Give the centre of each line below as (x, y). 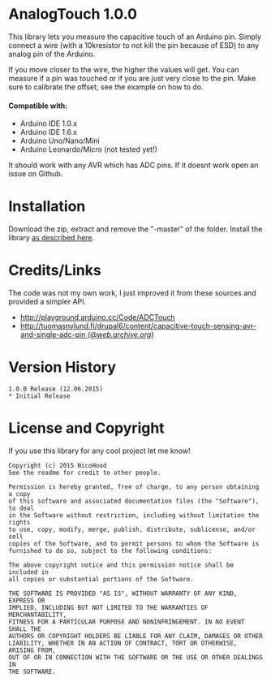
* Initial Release (39, 396)
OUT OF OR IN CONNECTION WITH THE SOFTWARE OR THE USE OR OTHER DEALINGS (136, 657)
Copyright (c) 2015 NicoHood (58, 465)
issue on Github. (36, 174)
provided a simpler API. (47, 302)
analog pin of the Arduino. (52, 54)
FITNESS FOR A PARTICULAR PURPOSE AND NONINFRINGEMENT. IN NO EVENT (127, 622)
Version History (62, 367)
